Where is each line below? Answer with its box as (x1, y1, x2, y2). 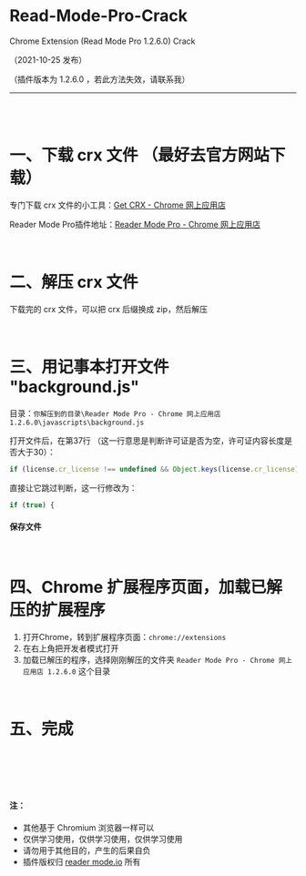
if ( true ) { (9, 500, 55, 510)
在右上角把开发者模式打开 (22, 643, 119, 654)
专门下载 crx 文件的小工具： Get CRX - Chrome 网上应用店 (9, 199, 226, 210)
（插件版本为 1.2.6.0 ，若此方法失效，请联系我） (9, 74, 190, 85)
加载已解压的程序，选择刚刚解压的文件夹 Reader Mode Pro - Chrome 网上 (22, 654, 293, 665)
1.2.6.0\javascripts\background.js (9, 418, 145, 427)
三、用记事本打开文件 (9, 357, 170, 377)
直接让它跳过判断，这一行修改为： (9, 482, 138, 493)
